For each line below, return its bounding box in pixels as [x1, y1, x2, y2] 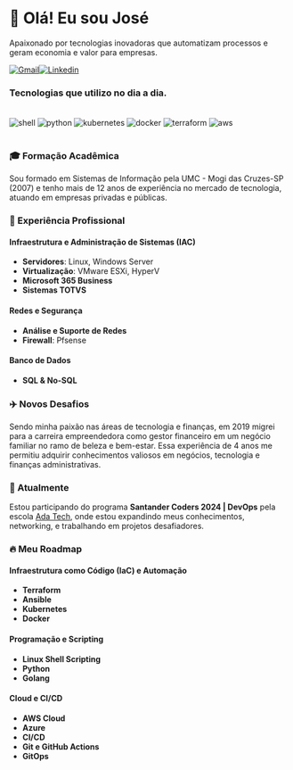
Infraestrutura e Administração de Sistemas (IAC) [9, 236, 196, 247]
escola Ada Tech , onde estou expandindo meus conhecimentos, [9, 511, 245, 522]
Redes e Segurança [9, 305, 83, 316]
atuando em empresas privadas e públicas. [9, 192, 167, 203]
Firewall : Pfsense [21, 335, 87, 345]
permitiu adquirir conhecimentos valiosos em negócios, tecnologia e [9, 450, 260, 460]
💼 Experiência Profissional [9, 214, 126, 227]
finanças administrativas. [9, 460, 102, 470]
